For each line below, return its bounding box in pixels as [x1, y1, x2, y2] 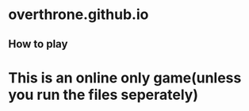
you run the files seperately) [8, 86, 199, 104]
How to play [8, 37, 68, 51]
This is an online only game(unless [8, 69, 242, 86]
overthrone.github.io [8, 6, 149, 24]
